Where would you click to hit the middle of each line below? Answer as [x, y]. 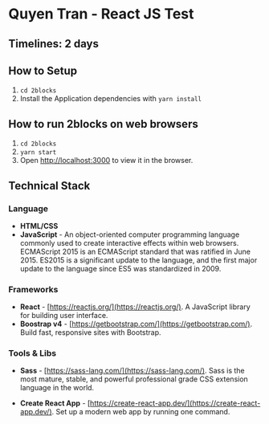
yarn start [38, 153]
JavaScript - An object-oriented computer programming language [130, 234]
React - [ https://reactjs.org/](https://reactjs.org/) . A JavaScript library [135, 307]
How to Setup [43, 70]
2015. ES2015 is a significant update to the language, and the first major [139, 260]
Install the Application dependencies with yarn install [111, 99]
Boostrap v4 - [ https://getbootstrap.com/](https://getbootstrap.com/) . [136, 324]
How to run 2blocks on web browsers [103, 124]
